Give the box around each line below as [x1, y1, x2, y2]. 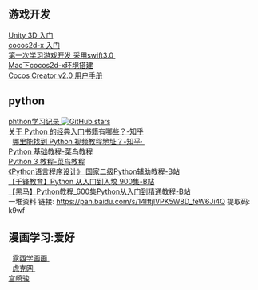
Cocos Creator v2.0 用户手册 [8, 70, 103, 80]
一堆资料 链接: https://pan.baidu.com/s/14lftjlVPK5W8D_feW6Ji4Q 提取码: [8, 196, 251, 206]
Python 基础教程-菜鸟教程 [8, 147, 93, 156]
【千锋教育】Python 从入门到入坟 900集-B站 [8, 176, 155, 186]
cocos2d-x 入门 [8, 40, 60, 50]
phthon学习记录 [8, 116, 60, 126]
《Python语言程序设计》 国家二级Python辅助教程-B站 [8, 167, 181, 176]
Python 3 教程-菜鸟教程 [8, 156, 85, 166]
